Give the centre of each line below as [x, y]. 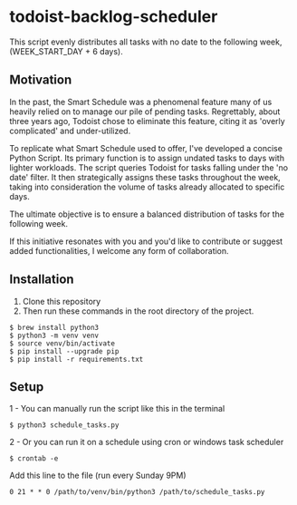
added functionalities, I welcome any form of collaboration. [119, 250]
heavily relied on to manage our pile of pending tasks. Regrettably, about [145, 112]
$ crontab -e [34, 459]
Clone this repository [62, 301]
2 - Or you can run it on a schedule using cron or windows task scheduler [147, 442]
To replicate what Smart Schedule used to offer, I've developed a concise [146, 148]
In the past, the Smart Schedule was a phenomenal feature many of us [141, 102]
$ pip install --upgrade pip [64, 351]
